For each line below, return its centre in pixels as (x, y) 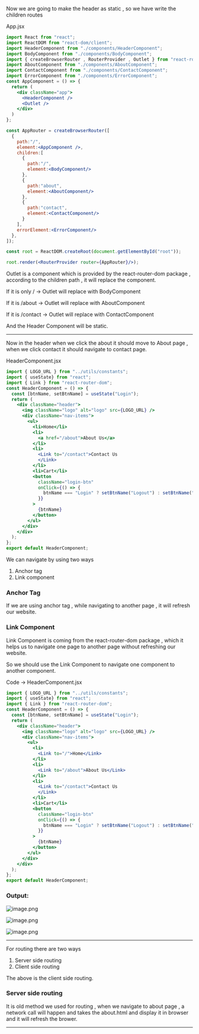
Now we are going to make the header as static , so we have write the (91, 9)
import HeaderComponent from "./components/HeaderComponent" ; (84, 48)
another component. (31, 670)
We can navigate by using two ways (50, 559)
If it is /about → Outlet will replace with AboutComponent (76, 303)
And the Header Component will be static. (57, 326)
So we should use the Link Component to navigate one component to (91, 664)
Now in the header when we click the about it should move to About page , (97, 343)
